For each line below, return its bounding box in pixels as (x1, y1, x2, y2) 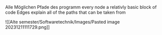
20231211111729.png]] (5, 24, 50, 30)
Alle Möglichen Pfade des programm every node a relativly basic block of (5, 4, 157, 10)
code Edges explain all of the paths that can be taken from (5, 9, 126, 15)
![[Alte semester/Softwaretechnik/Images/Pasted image (5, 19, 120, 25)
